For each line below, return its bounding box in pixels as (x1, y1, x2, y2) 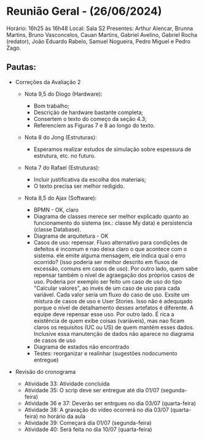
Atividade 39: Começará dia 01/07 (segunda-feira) (24, 419, 152, 426)
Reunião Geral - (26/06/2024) (6, 4, 162, 18)
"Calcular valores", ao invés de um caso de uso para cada (33, 284, 180, 292)
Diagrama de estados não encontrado (33, 343, 130, 351)
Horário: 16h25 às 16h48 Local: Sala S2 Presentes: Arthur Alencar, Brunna (6, 25, 194, 32)
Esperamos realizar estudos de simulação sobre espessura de (33, 146, 192, 153)
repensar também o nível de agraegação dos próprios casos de (33, 271, 195, 279)
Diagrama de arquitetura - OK (33, 232, 109, 239)
